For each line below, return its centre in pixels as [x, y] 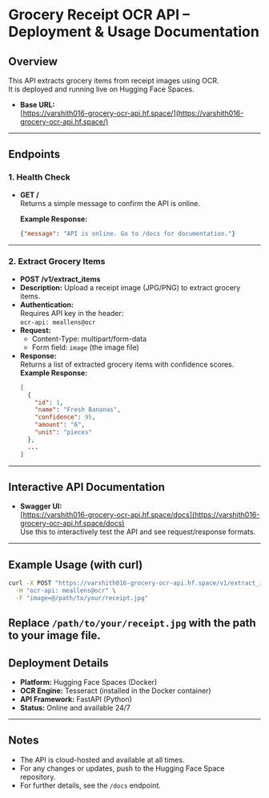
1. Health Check [39, 177]
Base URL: [37, 105]
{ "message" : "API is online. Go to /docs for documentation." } [128, 233]
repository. [38, 776]
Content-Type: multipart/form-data [89, 338]
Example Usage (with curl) [76, 564]
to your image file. [55, 636]
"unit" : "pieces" [64, 432]
